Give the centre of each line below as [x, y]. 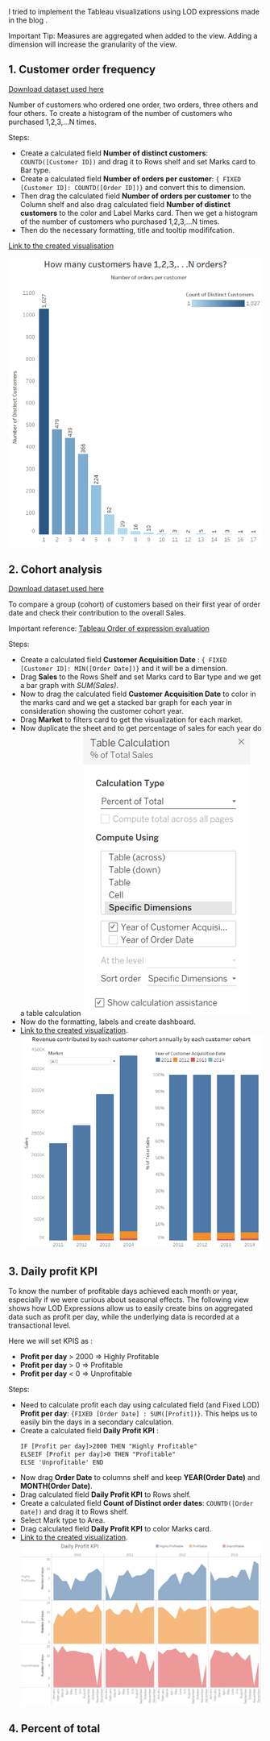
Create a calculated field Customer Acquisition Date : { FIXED [123, 660]
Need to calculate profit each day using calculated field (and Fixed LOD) [140, 1404]
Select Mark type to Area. [62, 1520]
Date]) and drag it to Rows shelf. [74, 1511]
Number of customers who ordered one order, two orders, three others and [133, 105]
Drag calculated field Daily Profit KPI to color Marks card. [116, 1528]
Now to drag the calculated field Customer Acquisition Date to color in [138, 694]
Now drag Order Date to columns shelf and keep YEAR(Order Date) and [140, 1477]
